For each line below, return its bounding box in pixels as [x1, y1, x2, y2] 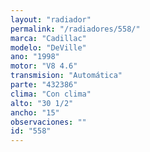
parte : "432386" [10, 80, 78, 90]
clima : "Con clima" [10, 89, 92, 99]
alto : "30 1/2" [10, 98, 74, 108]
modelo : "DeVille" [10, 42, 87, 53]
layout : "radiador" [10, 14, 92, 25]
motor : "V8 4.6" [10, 61, 78, 71]
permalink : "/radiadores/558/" [10, 24, 141, 34]
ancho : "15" [10, 107, 60, 118]
